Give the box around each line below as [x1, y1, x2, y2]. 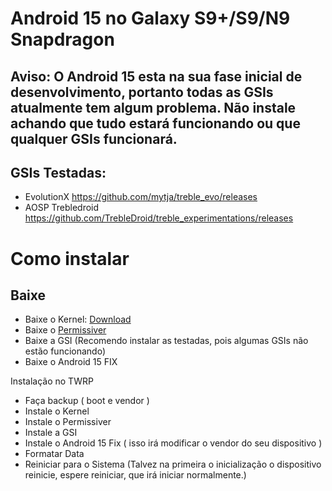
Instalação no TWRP [10, 375, 94, 387]
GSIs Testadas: [10, 164, 107, 181]
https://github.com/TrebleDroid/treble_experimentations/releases [24, 212, 294, 224]
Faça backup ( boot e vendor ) [24, 395, 150, 407]
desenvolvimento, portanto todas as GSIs [10, 83, 274, 101]
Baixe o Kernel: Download [24, 313, 132, 326]
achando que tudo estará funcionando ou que [10, 115, 301, 132]
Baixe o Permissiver [24, 324, 107, 336]
